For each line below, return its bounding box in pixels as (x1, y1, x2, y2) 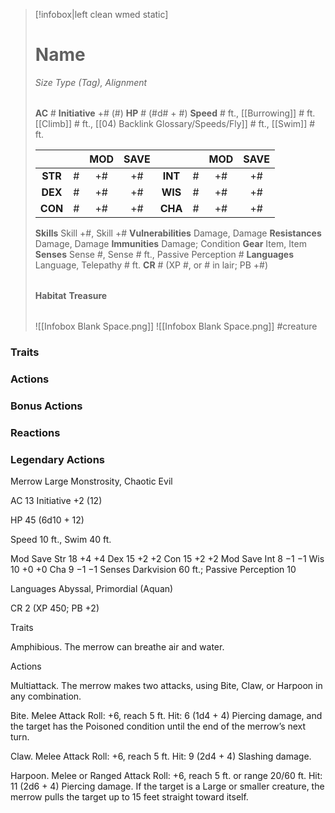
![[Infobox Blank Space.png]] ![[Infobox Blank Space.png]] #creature (34, 320, 318, 332)
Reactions (10, 425, 61, 439)
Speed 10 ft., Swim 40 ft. (10, 533, 112, 545)
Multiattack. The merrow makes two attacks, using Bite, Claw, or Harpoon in (10, 679, 323, 691)
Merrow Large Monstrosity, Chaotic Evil (10, 475, 173, 487)
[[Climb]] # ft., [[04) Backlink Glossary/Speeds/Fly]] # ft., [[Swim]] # (34, 117, 316, 129)
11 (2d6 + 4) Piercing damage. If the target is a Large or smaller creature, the (10, 780, 325, 792)
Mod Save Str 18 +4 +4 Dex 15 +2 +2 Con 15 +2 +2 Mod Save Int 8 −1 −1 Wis (10, 552, 325, 564)
